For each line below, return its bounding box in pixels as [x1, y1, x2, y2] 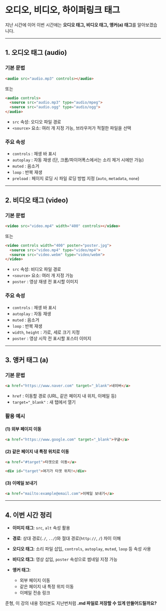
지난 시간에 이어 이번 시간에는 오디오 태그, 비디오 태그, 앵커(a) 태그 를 [5, 22, 137, 28]
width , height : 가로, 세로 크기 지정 [12, 329, 80, 335]
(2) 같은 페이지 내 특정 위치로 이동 [5, 448, 69, 454]
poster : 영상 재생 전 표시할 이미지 [12, 279, 79, 285]
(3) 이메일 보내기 [5, 480, 38, 486]
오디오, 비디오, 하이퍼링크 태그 [5, 4, 120, 16]
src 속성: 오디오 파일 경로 [12, 119, 61, 125]
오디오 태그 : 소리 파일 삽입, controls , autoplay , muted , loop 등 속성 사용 [12, 546, 151, 552]
